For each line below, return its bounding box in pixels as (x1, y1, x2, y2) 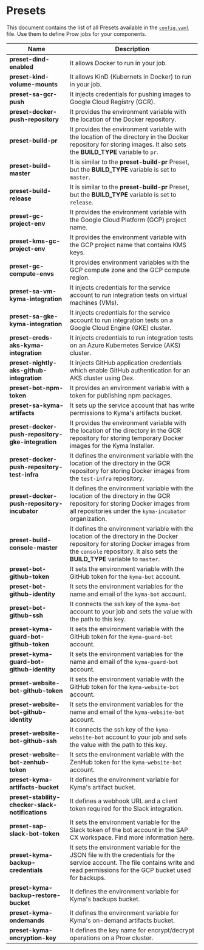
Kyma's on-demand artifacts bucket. (69, 916, 175, 924)
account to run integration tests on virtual (69, 290, 188, 299)
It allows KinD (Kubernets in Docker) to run (69, 72, 192, 81)
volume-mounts (9, 80, 58, 88)
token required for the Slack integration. (69, 804, 183, 812)
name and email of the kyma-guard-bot (69, 657, 179, 666)
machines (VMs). (69, 298, 119, 307)
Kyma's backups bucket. (69, 895, 140, 903)
